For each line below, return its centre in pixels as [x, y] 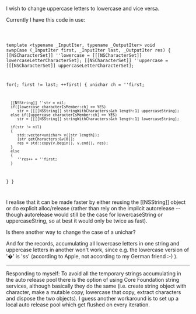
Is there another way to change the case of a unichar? [71, 232]
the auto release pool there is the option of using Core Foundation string [93, 280]
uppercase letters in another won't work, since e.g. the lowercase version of [98, 250]
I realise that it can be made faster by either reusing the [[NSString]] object [96, 202]
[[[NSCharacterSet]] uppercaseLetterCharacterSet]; [70, 66]
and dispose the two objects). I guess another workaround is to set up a [92, 299]
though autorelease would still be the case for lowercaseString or [85, 215]
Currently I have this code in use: [46, 20]
